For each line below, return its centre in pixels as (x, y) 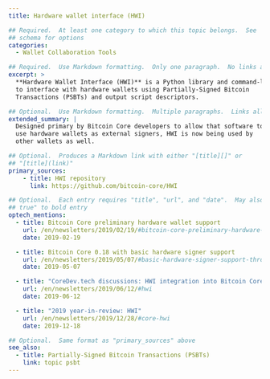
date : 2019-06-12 (52, 296)
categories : (28, 45)
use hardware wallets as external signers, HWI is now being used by (134, 134)
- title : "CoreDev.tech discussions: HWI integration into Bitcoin (131, 282)
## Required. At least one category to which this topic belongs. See (133, 30)
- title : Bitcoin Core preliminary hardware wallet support (118, 222)
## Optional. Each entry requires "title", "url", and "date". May (127, 200)
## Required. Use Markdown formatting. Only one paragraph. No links (133, 67)
